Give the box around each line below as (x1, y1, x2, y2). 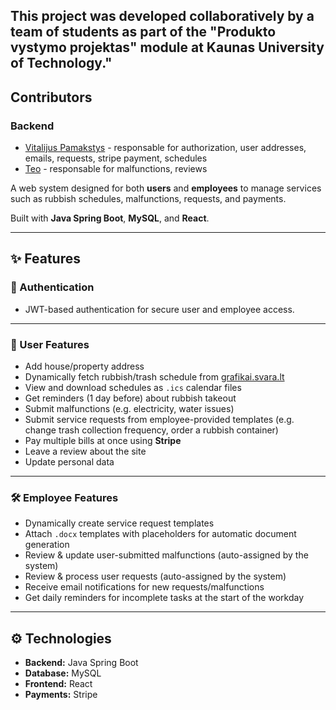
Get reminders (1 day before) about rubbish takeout (24, 392, 237, 404)
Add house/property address (24, 360, 145, 373)
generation (24, 539, 70, 551)
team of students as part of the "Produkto (10, 24, 277, 41)
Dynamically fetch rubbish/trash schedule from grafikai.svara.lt (24, 371, 285, 383)
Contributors (10, 89, 93, 106)
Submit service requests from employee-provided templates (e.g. (24, 414, 295, 426)
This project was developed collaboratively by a (10, 8, 315, 25)
